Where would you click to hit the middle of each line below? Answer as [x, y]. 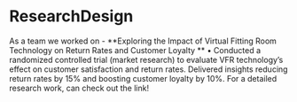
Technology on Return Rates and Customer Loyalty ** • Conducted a [135, 50]
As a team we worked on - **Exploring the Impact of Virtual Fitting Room [143, 41]
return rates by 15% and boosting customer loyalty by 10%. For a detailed [143, 78]
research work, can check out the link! [79, 88]
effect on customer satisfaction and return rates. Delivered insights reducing [148, 69]
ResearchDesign [71, 16]
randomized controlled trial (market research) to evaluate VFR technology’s [146, 59]
